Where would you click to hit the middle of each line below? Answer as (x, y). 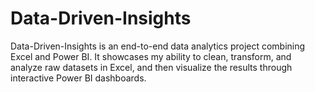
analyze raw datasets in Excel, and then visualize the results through (151, 67)
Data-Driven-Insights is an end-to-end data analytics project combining (158, 46)
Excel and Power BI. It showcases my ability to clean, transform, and (151, 56)
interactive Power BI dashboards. (78, 78)
